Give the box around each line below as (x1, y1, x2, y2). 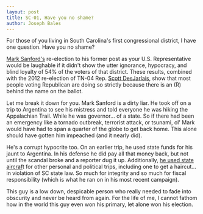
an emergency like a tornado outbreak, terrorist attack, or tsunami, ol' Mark (6, 119, 195, 126)
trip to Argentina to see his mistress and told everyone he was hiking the (6, 106, 188, 113)
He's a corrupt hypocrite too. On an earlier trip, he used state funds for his (6, 144, 193, 151)
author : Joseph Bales (6, 20, 62, 26)
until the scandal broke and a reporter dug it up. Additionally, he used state (6, 157, 194, 164)
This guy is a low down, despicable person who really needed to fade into (6, 188, 192, 195)
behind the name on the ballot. (6, 88, 84, 95)
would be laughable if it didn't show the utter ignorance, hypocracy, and (6, 62, 187, 69)
